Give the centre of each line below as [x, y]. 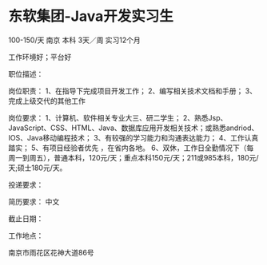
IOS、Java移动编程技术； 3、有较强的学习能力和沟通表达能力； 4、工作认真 [133, 137]
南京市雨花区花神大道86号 [51, 252]
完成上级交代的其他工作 [47, 101]
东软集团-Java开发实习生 [91, 16]
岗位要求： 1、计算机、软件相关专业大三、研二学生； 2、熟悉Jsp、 [118, 117]
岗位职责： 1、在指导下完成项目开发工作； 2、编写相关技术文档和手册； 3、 [133, 91]
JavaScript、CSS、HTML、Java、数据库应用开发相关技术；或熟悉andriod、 [133, 128]
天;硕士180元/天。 [38, 168]
